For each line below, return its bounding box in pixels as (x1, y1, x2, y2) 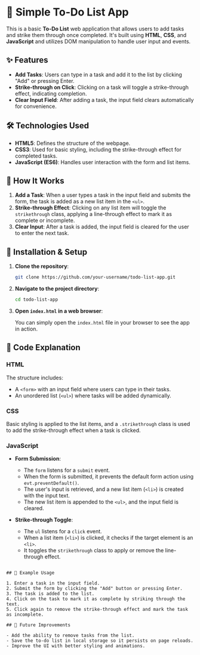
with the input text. (23, 492, 70, 499)
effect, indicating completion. (14, 89, 87, 97)
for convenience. (14, 103, 57, 110)
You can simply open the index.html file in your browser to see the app (14, 319, 190, 326)
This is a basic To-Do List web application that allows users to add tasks (6, 25, 184, 32)
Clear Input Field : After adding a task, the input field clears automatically (14, 96, 194, 103)
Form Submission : (14, 455, 61, 462)
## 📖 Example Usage (6, 570, 55, 576)
